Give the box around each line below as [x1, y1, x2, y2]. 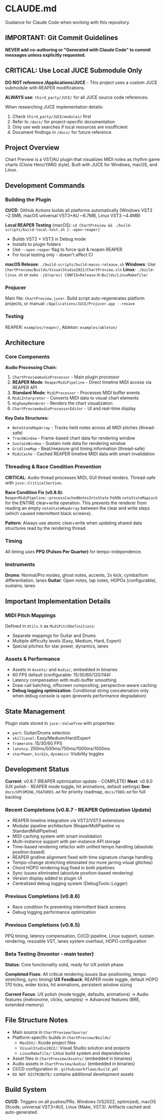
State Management [5, 707, 65, 716]
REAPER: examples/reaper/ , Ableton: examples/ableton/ [5, 324, 118, 330]
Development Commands [5, 181, 85, 190]
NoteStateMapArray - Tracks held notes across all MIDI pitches [12, 425, 138, 431]
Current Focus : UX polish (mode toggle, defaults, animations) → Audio [5, 991, 149, 998]
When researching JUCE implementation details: [5, 104, 103, 110]
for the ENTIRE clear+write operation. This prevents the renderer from [5, 500, 147, 506]
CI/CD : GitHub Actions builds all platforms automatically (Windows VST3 [5, 207, 153, 213]
